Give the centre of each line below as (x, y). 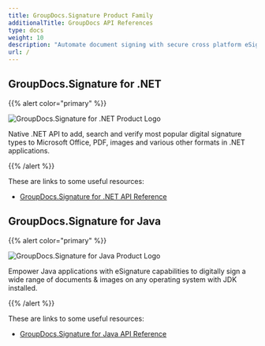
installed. (23, 288)
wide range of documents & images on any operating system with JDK (123, 279)
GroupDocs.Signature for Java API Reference (93, 333)
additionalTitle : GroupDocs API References (81, 23)
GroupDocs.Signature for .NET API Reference (93, 196)
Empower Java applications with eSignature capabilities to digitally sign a (127, 271)
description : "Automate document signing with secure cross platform (125, 45)
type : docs (26, 30)
